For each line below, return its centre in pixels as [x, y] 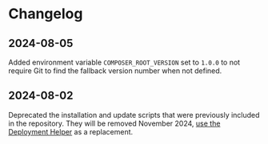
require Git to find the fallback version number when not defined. [115, 71]
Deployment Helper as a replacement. [71, 131]
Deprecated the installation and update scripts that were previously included [134, 115]
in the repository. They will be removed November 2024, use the [114, 123]
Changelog [46, 14]
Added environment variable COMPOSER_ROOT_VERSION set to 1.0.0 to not [124, 62]
